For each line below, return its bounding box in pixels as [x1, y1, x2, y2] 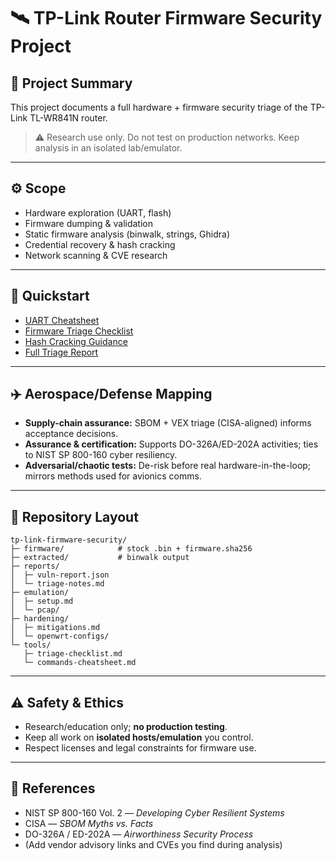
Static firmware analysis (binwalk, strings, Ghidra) [24, 228, 231, 240]
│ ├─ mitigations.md [10, 623, 101, 633]
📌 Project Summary [10, 75, 133, 92]
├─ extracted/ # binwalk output [10, 553, 190, 563]
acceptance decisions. [24, 428, 119, 440]
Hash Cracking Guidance [24, 335, 128, 347]
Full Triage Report [24, 346, 99, 358]
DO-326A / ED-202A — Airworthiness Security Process [24, 828, 254, 840]
